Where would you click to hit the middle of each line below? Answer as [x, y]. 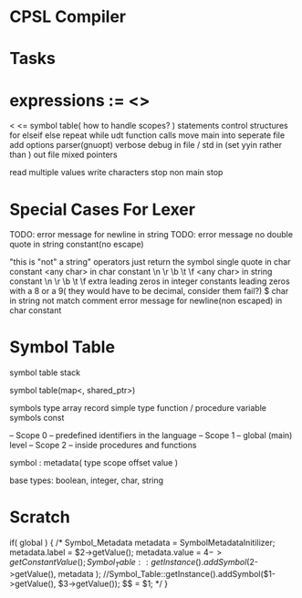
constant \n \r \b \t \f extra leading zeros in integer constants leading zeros [150, 281]
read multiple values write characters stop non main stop [116, 173]
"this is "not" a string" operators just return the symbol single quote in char [150, 262]
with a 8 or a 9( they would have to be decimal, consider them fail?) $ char [149, 291]
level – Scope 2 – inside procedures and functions [103, 446]
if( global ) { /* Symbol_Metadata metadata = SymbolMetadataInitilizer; [142, 543]
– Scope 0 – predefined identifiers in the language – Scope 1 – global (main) [151, 435]
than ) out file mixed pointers [63, 155]
